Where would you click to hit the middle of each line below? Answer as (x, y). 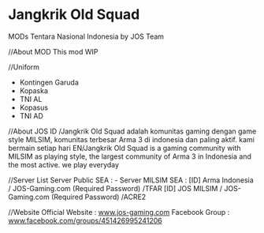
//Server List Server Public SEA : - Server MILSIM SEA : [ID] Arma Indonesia (131, 180)
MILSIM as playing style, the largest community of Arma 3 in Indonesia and (130, 156)
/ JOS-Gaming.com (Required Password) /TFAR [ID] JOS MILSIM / (115, 188)
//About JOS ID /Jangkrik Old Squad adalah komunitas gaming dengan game (132, 131)
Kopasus (34, 107)
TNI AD (31, 115)
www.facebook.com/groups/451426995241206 (86, 220)
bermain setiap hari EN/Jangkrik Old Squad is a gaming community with (125, 148)
